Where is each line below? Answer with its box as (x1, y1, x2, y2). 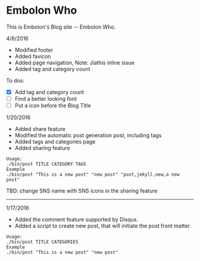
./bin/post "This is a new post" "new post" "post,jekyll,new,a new (6, 172, 180, 178)
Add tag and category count (14, 88, 85, 95)
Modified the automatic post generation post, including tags (14, 132, 162, 139)
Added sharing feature (14, 144, 70, 152)
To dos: (6, 77, 25, 84)
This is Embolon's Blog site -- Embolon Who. (6, 23, 116, 30)
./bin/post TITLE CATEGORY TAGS (6, 161, 86, 167)
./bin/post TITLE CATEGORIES (6, 239, 79, 245)
